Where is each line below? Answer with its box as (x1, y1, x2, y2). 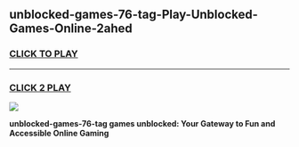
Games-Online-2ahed (9, 21, 133, 37)
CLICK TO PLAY (9, 48, 78, 61)
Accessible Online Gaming (9, 127, 109, 138)
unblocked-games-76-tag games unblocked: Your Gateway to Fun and (9, 118, 276, 128)
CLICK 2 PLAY (9, 81, 71, 94)
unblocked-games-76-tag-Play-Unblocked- (9, 7, 258, 22)
